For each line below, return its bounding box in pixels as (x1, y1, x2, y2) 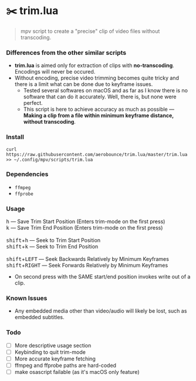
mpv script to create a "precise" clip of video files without (20, 27, 160, 35)
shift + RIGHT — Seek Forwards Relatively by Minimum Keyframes (6, 262, 168, 269)
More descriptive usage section (14, 342, 92, 349)
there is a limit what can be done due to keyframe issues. (14, 81, 153, 88)
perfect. (23, 100, 43, 107)
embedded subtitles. (14, 314, 65, 321)
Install (6, 133, 25, 141)
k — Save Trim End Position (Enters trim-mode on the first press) (6, 224, 163, 231)
